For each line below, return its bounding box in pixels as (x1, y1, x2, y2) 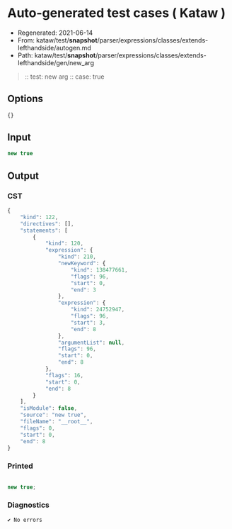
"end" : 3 (70, 286, 97, 294)
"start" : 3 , (70, 319, 106, 326)
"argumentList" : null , (57, 339, 125, 346)
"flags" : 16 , (45, 372, 83, 379)
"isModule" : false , (20, 405, 78, 412)
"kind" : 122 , (20, 213, 59, 221)
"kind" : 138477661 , (70, 266, 129, 274)
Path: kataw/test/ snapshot (17, 51, 96, 60)
